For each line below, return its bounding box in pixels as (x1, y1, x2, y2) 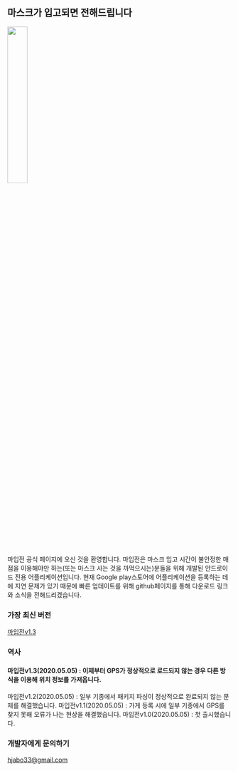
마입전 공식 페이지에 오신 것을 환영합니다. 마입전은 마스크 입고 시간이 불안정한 (7, 555, 222, 563)
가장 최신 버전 (7, 610, 52, 620)
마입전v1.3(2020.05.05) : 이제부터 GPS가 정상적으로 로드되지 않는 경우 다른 (7, 666, 219, 675)
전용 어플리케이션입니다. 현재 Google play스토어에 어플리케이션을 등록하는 (14, 573, 221, 581)
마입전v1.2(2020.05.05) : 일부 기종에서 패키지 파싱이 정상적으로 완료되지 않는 (7, 693, 222, 701)
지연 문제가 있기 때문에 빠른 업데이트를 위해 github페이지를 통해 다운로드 (14, 581, 215, 590)
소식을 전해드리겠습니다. (14, 591, 82, 599)
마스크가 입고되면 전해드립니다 (7, 6, 133, 19)
